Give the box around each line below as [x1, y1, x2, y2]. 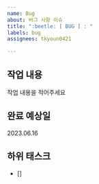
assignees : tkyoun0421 [7, 36, 72, 43]
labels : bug [7, 29, 41, 36]
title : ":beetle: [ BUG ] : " [7, 23, 94, 30]
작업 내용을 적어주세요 [7, 88, 66, 96]
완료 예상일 [7, 111, 51, 122]
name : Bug [7, 10, 36, 17]
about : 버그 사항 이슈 [7, 16, 63, 23]
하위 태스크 [7, 150, 51, 162]
